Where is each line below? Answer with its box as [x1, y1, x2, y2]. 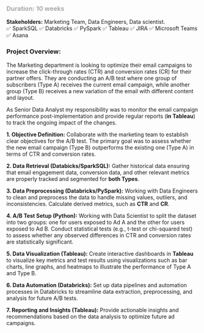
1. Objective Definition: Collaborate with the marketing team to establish [6, 131, 189, 138]
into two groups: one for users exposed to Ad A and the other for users [6, 218, 185, 226]
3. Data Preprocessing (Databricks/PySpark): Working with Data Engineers [6, 187, 199, 194]
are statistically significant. [6, 238, 74, 245]
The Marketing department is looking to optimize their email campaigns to [6, 61, 192, 69]
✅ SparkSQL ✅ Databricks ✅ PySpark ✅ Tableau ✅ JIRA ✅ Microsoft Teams [6, 25, 198, 32]
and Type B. [6, 269, 37, 277]
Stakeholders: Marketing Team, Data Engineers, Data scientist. [6, 18, 166, 26]
